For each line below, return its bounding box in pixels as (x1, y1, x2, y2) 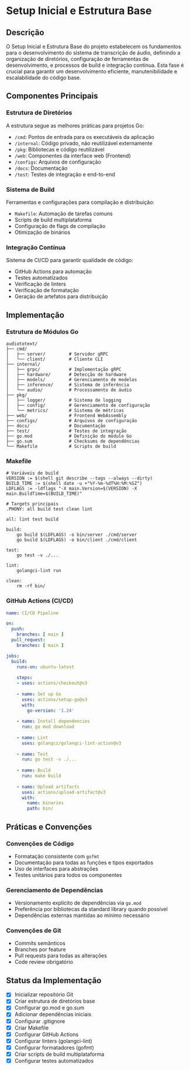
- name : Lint (16, 735, 49, 740)
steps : (16, 675, 33, 681)
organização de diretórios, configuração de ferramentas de (6, 56, 149, 62)
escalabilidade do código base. (6, 74, 81, 81)
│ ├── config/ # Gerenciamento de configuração (6, 402, 150, 408)
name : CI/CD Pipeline (6, 610, 59, 616)
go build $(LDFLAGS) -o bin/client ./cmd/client (16, 537, 137, 543)
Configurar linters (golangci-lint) (14, 1037, 92, 1044)
